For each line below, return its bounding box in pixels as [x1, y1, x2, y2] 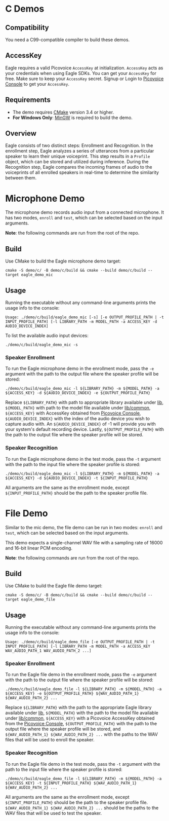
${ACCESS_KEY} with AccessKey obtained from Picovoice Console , [5, 410, 141, 416]
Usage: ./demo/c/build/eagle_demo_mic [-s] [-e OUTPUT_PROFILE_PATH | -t [5, 315, 164, 320]
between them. [5, 175, 37, 181]
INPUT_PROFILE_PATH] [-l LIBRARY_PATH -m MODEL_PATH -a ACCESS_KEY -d [5, 319, 157, 324]
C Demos [5, 3, 45, 15]
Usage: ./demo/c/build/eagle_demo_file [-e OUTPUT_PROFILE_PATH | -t [5, 640, 155, 645]
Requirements [5, 96, 51, 104]
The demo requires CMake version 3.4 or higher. [12, 109, 114, 115]
